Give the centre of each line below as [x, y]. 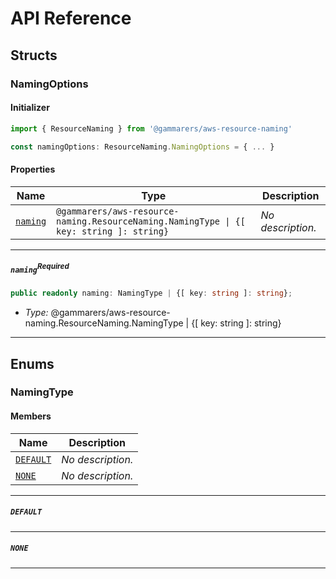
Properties [33, 169]
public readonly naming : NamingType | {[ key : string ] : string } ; [151, 293]
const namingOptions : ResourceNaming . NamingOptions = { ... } [142, 147]
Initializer [30, 108]
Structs [34, 55]
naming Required [40, 268]
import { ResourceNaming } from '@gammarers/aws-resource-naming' [151, 128]
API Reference [71, 18]
